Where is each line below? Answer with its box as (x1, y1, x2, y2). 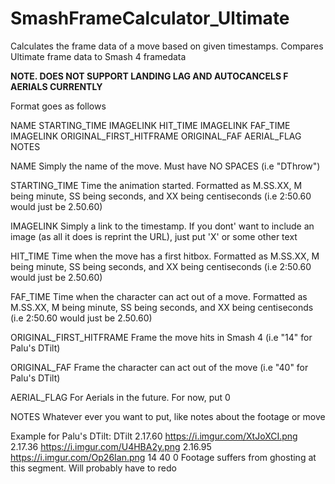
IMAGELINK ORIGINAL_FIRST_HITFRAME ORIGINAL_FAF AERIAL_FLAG (10, 130, 302, 142)
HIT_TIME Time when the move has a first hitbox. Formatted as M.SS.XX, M (10, 250, 320, 262)
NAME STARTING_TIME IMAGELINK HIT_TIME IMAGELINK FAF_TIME (10, 119, 291, 131)
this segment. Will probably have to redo (10, 462, 177, 474)
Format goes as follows (10, 100, 107, 112)
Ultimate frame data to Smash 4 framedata (10, 50, 187, 62)
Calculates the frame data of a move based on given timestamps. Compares (10, 40, 324, 52)
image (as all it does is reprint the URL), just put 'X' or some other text (10, 230, 298, 242)
